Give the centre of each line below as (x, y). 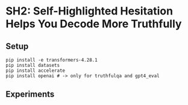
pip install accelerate (36, 71)
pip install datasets (33, 65)
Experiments (30, 94)
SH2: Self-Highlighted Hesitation (89, 11)
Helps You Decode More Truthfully (94, 24)
